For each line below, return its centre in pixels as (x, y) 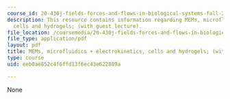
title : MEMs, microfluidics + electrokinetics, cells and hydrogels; (108, 52)
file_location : (29, 32)
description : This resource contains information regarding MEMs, (104, 20)
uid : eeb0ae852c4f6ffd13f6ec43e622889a (64, 64)
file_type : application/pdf (47, 39)
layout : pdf (24, 45)
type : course (26, 58)
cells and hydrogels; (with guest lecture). (78, 26)
